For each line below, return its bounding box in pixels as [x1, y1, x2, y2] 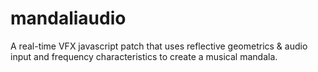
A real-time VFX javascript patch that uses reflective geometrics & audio [10, 40, 308, 52]
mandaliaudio [10, 7, 127, 30]
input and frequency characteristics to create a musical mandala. [10, 50, 278, 62]
